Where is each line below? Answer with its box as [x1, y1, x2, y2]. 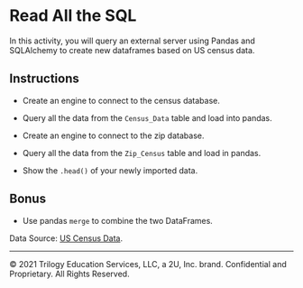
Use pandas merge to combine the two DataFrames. [22, 215, 214, 226]
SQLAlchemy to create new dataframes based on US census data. [9, 44, 255, 55]
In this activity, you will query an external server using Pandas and [9, 35, 255, 46]
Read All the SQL [9, 5, 137, 26]
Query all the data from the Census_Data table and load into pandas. [22, 112, 272, 123]
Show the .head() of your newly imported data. [22, 164, 198, 176]
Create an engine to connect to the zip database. [22, 130, 205, 141]
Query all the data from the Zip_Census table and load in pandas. [22, 147, 262, 158]
